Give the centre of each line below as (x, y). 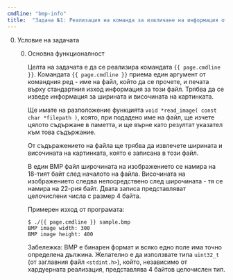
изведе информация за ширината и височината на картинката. (120, 96)
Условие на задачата (48, 40)
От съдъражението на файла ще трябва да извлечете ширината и (125, 145)
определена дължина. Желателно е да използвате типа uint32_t (123, 254)
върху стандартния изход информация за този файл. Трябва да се (126, 89)
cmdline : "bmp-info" (37, 14)
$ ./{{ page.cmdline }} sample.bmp (79, 222)
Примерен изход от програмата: (76, 209)
